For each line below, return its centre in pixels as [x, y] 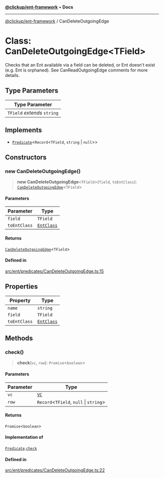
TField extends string [33, 113]
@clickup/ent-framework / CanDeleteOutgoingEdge [57, 21]
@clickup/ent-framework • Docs [39, 7]
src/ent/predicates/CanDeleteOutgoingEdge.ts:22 [55, 470]
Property [20, 300]
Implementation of [24, 437]
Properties [21, 287]
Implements [24, 130]
